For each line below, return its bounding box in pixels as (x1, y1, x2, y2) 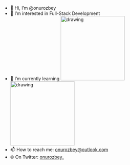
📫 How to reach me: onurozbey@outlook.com (10, 146, 109, 153)
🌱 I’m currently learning (10, 76, 60, 82)
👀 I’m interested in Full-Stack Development (10, 10, 100, 16)
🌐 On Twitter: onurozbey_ (10, 154, 64, 160)
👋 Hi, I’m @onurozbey (10, 5, 56, 11)
